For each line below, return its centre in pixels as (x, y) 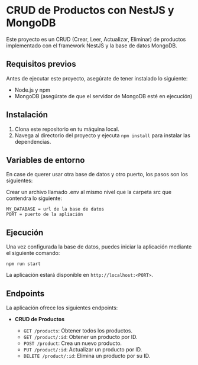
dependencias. (33, 141)
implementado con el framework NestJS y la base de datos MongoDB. (92, 46)
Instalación (27, 115)
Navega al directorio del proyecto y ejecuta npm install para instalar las (103, 135)
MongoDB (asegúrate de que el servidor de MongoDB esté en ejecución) (103, 96)
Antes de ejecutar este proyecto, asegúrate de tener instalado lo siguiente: (97, 78)
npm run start (24, 264)
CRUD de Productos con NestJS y (90, 10)
